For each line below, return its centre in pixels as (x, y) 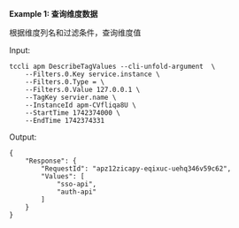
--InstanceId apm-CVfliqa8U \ (81, 105)
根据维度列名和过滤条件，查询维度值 (75, 33)
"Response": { (51, 161)
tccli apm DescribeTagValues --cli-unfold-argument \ (112, 66)
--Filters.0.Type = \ (65, 82)
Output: (23, 137)
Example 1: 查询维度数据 (54, 14)
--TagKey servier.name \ (71, 97)
